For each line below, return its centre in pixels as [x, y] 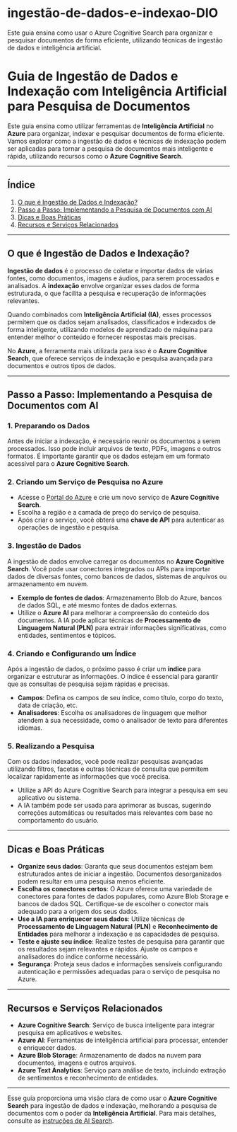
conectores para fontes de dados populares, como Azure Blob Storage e [123, 896]
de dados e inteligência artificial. [55, 47]
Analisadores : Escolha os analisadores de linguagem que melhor [112, 713]
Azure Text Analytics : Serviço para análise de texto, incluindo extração [122, 1070]
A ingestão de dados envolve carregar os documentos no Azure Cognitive [116, 561]
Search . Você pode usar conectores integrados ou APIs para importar [109, 568]
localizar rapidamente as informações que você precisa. [89, 777]
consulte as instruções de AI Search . [61, 1121]
